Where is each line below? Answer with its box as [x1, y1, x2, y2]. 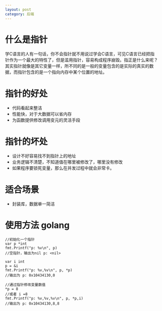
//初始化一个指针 [5, 237, 35, 242]
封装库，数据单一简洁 [12, 201, 55, 207]
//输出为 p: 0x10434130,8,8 [5, 301, 60, 306]
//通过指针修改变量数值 [5, 282, 46, 287]
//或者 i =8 [5, 292, 28, 297]
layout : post [5, 7, 32, 12]
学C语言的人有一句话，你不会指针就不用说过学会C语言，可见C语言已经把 [5, 51, 150, 57]
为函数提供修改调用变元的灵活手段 [12, 117, 81, 123]
